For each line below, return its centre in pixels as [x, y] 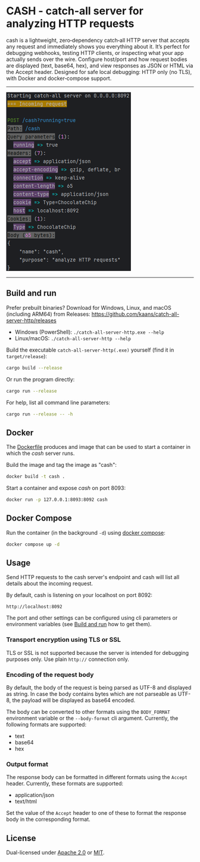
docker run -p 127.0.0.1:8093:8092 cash [57, 500]
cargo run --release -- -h [40, 414]
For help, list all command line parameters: [58, 402]
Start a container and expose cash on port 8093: [66, 488]
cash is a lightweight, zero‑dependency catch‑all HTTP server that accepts [98, 40]
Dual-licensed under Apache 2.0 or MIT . [56, 852]
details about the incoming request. [50, 584]
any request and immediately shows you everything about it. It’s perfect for [98, 47]
